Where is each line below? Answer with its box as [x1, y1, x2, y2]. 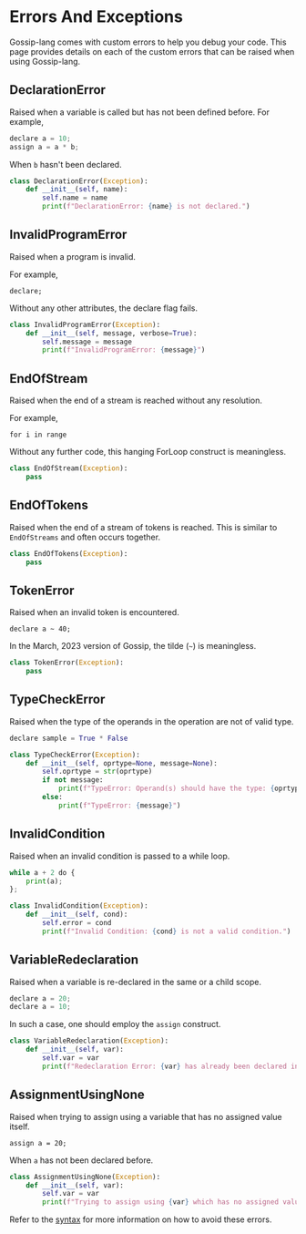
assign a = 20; [9, 1138, 67, 1147]
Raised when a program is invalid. [9, 251, 137, 262]
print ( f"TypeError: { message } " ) [57, 800, 181, 810]
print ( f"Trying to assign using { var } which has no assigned [42, 1198, 280, 1207]
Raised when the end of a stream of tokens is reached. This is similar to [9, 521, 278, 532]
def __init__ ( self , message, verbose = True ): [25, 328, 198, 338]
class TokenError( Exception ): [9, 658, 125, 667]
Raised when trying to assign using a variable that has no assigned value [9, 1111, 282, 1122]
